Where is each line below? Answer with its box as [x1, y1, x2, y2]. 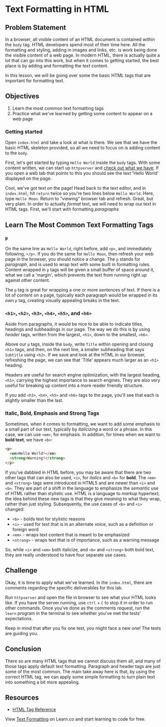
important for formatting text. [5, 78, 64, 83]
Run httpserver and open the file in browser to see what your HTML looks [5, 594, 156, 600]
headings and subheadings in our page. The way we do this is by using [5, 326, 150, 332]
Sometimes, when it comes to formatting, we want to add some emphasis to [5, 421, 161, 427]
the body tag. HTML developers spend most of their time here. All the [5, 42, 145, 48]
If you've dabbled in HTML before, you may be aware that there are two [5, 469, 151, 475]
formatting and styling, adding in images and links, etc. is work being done [5, 47, 157, 53]
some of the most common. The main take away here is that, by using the [5, 668, 155, 674]
